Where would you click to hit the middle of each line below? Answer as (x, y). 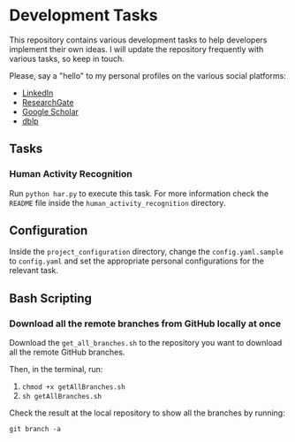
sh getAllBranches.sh (61, 397)
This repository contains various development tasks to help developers (138, 40)
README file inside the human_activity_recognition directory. (117, 202)
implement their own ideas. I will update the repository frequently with (136, 49)
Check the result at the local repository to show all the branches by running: (147, 413)
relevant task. (34, 271)
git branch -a (35, 430)
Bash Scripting (51, 298)
